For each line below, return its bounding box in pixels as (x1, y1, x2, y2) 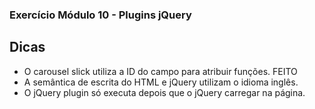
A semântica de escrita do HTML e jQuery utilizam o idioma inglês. (23, 76, 299, 88)
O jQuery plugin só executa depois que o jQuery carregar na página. (23, 86, 306, 98)
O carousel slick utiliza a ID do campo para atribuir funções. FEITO (23, 65, 298, 77)
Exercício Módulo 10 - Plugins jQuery (9, 8, 192, 22)
